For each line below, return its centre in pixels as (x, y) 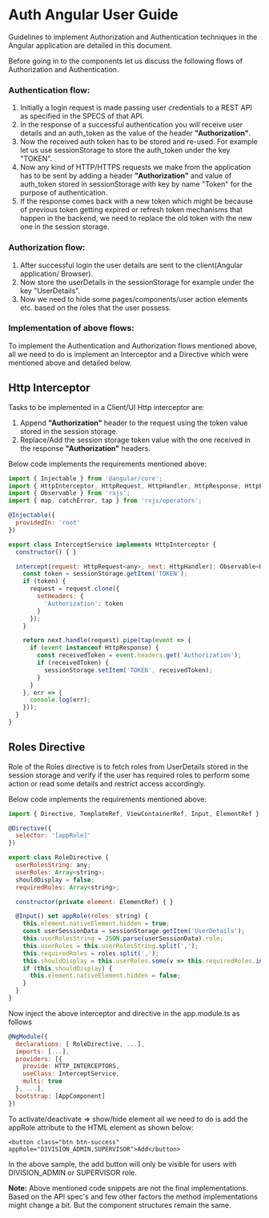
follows (20, 1022)
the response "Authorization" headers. (85, 448)
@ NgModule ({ (28, 1036)
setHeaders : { (60, 597)
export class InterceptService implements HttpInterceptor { (112, 545)
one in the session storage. (64, 227)
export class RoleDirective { (59, 858)
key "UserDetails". (50, 291)
